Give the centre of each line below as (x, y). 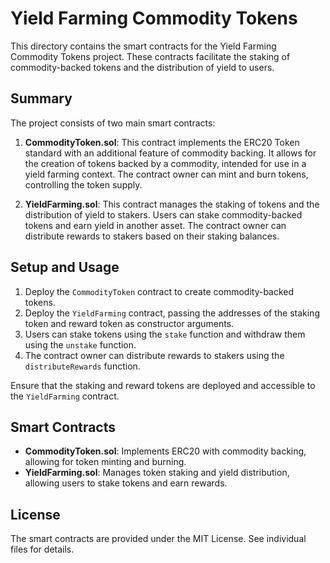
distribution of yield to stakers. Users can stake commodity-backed (163, 214)
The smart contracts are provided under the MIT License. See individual (158, 539)
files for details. (42, 549)
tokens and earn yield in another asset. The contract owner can (155, 225)
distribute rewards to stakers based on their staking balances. (152, 236)
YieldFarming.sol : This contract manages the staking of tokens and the (172, 204)
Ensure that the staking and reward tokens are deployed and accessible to (163, 385)
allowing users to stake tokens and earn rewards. (126, 483)
